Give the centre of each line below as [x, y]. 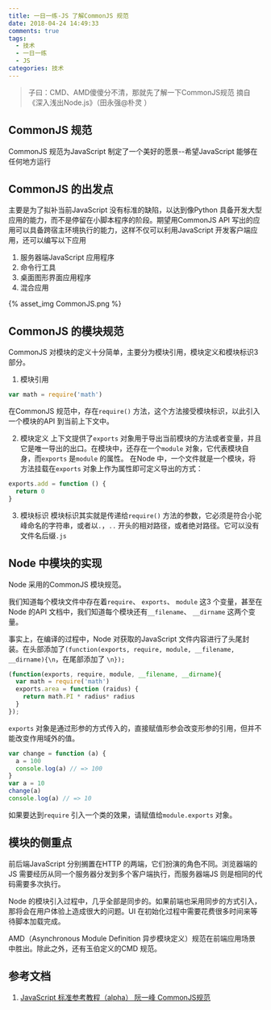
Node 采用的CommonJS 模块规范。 [67, 584]
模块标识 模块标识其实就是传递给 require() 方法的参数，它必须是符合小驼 [141, 515]
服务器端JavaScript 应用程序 [67, 257]
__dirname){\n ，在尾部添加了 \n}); [67, 659]
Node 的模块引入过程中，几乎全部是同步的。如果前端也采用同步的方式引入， [135, 901]
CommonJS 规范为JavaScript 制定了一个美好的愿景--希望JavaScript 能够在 [133, 151]
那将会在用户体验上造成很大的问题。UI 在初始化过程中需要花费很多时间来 [130, 911]
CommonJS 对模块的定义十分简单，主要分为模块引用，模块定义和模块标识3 [133, 353]
